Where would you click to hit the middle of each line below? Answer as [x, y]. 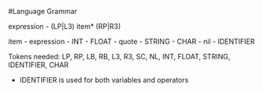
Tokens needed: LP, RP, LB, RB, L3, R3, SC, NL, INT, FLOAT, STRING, [119, 57]
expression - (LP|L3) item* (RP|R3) [65, 26]
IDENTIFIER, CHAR [39, 65]
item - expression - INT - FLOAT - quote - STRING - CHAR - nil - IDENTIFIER [131, 41]
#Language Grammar [43, 11]
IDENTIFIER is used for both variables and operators [104, 80]
